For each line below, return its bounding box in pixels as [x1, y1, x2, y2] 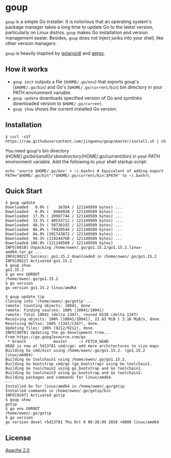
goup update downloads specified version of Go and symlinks [12, 95, 142, 101]
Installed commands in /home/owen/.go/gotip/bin [5, 388, 111, 394]
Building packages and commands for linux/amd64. [5, 375, 114, 380]
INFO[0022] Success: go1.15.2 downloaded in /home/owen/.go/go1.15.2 [5, 254, 157, 259]
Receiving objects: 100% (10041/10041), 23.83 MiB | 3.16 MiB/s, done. [5, 317, 161, 322]
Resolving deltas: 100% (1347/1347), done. [5, 321, 100, 326]
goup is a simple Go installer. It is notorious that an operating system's [5, 18, 152, 25]
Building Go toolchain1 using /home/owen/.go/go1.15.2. [5, 357, 127, 362]
